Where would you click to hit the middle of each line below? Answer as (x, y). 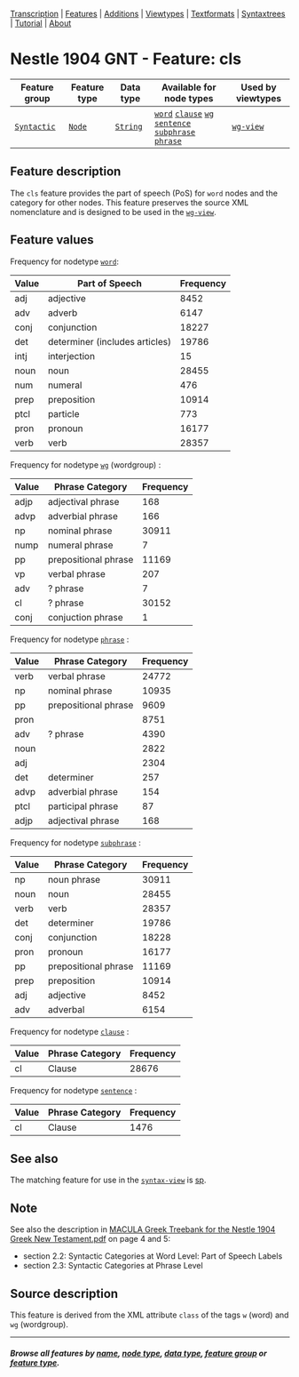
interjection (72, 356)
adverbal (67, 1009)
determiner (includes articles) (110, 341)
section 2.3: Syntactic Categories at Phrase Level (113, 1266)
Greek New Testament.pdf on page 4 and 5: (90, 1239)
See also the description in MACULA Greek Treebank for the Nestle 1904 (143, 1229)
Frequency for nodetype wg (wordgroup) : (86, 464)
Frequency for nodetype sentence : (74, 1090)
